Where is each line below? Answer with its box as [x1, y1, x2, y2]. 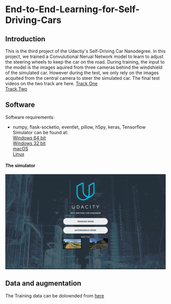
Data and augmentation [5, 279, 81, 288]
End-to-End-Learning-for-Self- [5, 4, 140, 15]
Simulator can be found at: [12, 129, 69, 135]
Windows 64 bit [12, 135, 46, 141]
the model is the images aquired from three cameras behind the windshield [5, 65, 163, 70]
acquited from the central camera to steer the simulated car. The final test [5, 75, 160, 81]
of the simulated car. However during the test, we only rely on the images [5, 70, 159, 76]
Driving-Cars [5, 14, 62, 26]
